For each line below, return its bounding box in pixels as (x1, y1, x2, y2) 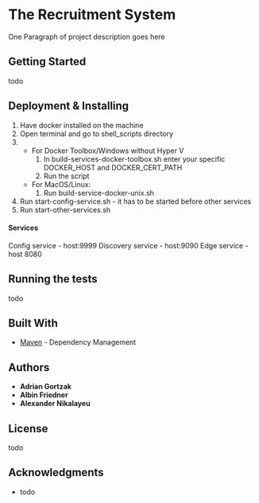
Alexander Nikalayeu (19, 399, 91, 408)
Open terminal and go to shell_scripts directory (19, 129, 173, 138)
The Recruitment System (8, 6, 176, 24)
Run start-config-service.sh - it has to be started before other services (19, 197, 252, 206)
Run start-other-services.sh (19, 205, 111, 214)
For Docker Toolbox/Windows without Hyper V (31, 146, 184, 155)
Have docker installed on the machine (19, 120, 145, 130)
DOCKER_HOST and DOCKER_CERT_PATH (43, 162, 183, 172)
